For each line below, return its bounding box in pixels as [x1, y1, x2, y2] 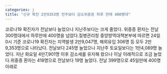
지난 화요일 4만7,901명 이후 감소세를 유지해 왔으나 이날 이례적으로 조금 [15, 51, 153, 57]
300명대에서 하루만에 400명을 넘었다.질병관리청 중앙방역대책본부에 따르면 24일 [5, 32, 161, 38]
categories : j [5, 7, 35, 12]
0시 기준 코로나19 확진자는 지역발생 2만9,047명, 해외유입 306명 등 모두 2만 [5, 38, 152, 45]
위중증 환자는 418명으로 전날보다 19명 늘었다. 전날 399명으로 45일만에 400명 [10, 57, 161, 63]
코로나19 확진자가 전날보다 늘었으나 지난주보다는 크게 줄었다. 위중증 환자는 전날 [5, 26, 159, 32]
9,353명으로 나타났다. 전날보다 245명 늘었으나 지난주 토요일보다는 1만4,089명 [5, 45, 157, 51]
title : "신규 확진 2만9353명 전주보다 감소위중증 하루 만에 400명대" [5, 12, 131, 17]
